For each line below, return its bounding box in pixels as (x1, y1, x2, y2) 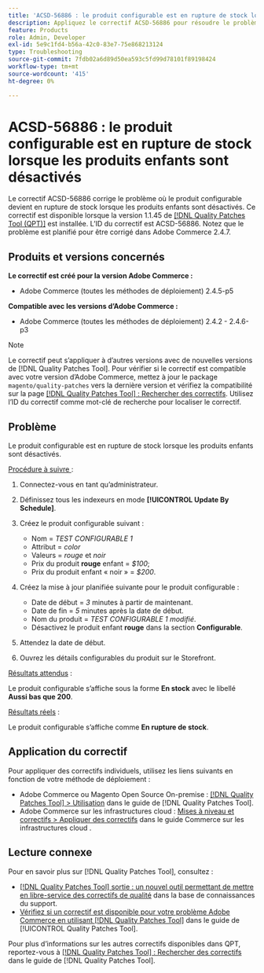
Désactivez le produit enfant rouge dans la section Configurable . (31, 622, 244, 633)
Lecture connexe (8, 846, 93, 859)
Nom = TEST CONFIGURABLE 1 (31, 534, 134, 543)
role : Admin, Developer (8, 33, 86, 42)
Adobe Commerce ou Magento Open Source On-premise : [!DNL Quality (19, 789, 254, 799)
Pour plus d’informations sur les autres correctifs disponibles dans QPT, (8, 938, 241, 948)
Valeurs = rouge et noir (31, 551, 106, 560)
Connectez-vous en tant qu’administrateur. (19, 480, 159, 490)
